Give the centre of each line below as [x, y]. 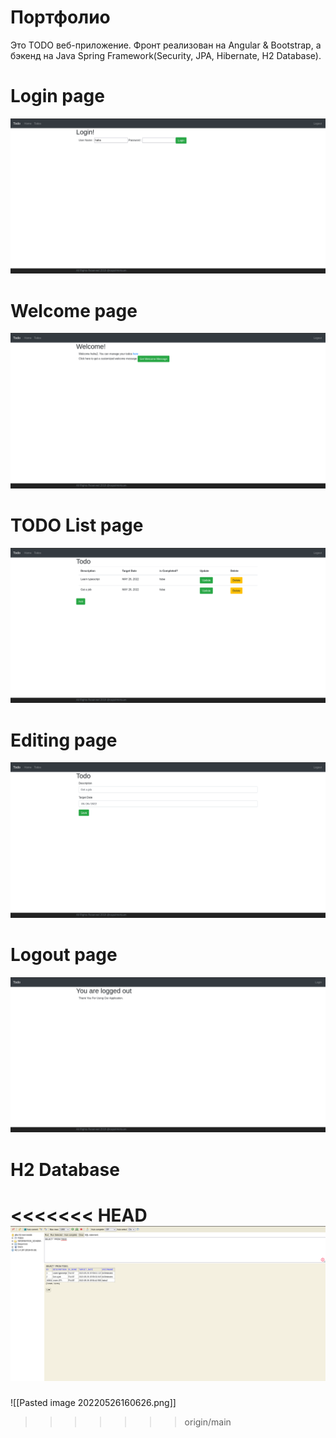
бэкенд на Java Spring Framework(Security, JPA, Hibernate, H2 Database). [166, 55]
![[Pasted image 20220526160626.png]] [93, 1403]
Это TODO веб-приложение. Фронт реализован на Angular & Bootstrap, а [166, 45]
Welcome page [74, 310]
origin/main [208, 1422]
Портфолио [60, 17]
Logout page [64, 955]
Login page [57, 96]
